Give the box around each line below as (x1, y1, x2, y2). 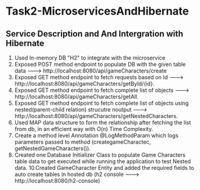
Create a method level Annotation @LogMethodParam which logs (14, 132, 179, 139)
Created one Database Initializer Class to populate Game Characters (14, 151, 186, 158)
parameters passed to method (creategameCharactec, (14, 138, 151, 146)
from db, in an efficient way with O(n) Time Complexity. (14, 125, 153, 132)
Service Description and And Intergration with (5, 29, 184, 39)
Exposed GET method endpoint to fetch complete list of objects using (14, 99, 189, 107)
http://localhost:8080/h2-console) (14, 177, 101, 184)
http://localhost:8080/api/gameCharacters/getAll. (14, 93, 139, 100)
